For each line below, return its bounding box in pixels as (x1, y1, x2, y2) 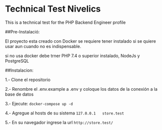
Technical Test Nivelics (5, 3, 101, 15)
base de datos (5, 91, 34, 97)
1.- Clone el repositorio (5, 77, 51, 82)
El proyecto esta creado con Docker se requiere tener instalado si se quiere (5, 38, 156, 44)
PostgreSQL (5, 58, 29, 64)
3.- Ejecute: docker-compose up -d (5, 100, 73, 106)
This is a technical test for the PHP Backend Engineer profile (5, 19, 126, 25)
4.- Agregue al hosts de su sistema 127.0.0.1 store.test (5, 110, 125, 116)
